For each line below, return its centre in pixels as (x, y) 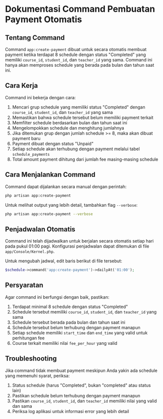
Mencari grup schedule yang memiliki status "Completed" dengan (79, 107)
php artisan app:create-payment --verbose (49, 214)
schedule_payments (31, 154)
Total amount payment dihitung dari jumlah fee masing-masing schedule (85, 159)
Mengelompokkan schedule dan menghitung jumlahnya (68, 128)
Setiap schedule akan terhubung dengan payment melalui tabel (76, 149)
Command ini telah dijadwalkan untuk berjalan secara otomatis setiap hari (80, 241)
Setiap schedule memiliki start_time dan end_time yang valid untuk (80, 333)
